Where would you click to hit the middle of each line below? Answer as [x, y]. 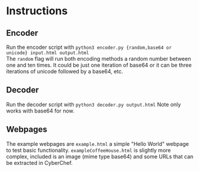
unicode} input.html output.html [48, 53]
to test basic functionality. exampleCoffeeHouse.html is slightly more [88, 150]
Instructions [37, 11]
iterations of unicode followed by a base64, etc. [65, 71]
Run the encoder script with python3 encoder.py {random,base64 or [89, 47]
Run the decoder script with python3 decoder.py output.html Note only [94, 104]
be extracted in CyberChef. [40, 162]
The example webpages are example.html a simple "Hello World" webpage [98, 143]
